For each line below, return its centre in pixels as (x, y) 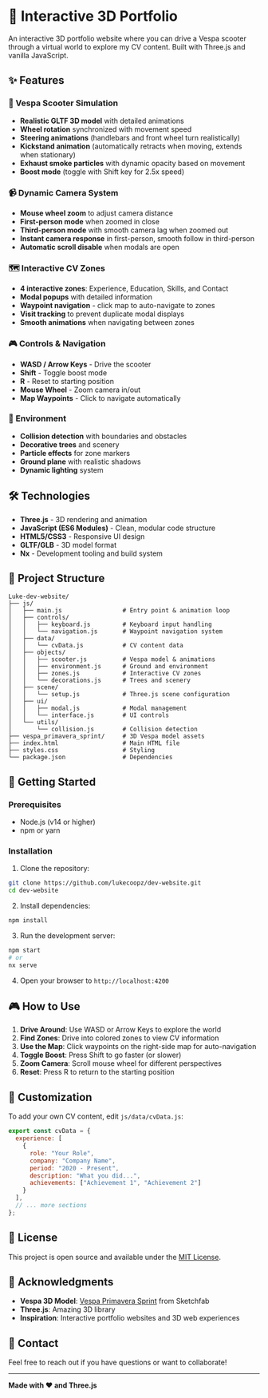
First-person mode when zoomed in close (89, 221)
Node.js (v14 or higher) (57, 822)
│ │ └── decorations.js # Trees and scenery (100, 681)
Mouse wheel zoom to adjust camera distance (97, 213)
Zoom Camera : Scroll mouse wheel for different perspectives (120, 1063)
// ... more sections (51, 1206)
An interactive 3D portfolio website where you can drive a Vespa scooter (128, 38)
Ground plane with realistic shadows (80, 461)
